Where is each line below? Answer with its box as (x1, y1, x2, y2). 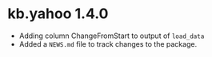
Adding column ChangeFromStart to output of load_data (18, 31, 205, 40)
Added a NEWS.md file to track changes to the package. (18, 39, 198, 48)
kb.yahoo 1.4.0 (7, 5, 109, 23)
